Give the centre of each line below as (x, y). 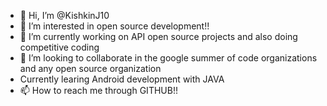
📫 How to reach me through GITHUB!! (98, 90)
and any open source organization (90, 68)
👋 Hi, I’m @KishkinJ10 (64, 15)
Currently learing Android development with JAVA (122, 79)
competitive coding (59, 47)
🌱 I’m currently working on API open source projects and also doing (158, 36)
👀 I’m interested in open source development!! (114, 26)
